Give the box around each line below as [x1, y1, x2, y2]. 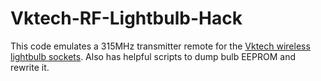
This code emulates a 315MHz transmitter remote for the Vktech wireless [10, 40, 311, 52]
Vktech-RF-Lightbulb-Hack [10, 7, 243, 30]
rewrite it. [10, 61, 50, 73]
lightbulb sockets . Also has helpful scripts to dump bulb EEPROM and [10, 50, 296, 62]
